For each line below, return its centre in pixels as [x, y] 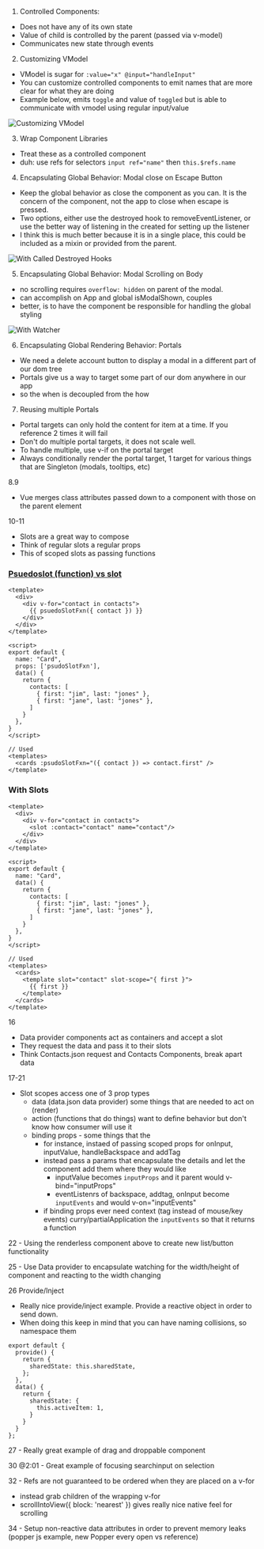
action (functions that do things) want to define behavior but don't [139, 1118]
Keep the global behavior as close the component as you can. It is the [133, 193]
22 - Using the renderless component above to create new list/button [121, 1243]
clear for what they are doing [67, 91]
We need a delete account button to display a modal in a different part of [138, 360]
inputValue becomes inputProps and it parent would [140, 1177]
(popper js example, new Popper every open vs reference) [104, 1536]
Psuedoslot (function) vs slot [65, 574]
